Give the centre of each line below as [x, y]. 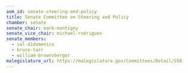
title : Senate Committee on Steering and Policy [68, 17]
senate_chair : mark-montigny [42, 28]
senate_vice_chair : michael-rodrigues [54, 34]
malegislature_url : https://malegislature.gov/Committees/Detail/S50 [94, 61]
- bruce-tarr [28, 50]
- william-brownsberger [41, 55]
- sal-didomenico [33, 45]
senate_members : [26, 39]
